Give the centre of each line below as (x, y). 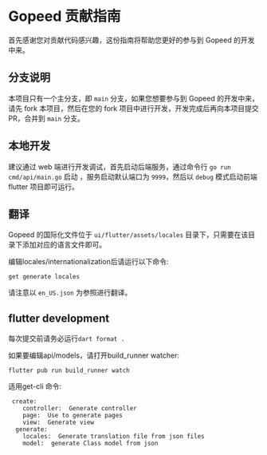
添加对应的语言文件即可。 (64, 245)
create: (24, 402)
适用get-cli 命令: (35, 386)
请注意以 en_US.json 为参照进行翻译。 (70, 293)
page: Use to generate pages (73, 416)
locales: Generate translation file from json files (114, 437)
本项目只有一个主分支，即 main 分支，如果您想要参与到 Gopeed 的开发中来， (133, 98)
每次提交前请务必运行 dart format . (67, 338)
